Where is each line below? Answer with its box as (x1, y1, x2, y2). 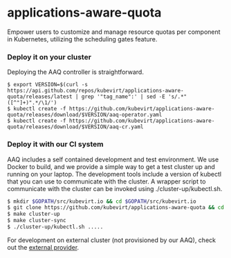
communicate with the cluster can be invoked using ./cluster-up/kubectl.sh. (7, 184, 223, 192)
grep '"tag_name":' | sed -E (81, 93, 166, 101)
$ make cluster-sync (7, 217, 67, 224)
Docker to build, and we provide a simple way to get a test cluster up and (7, 162, 216, 170)
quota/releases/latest (7, 93, 73, 101)
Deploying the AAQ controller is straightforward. (7, 68, 144, 77)
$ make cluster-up (7, 210, 60, 218)
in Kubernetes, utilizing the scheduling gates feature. (7, 34, 158, 43)
